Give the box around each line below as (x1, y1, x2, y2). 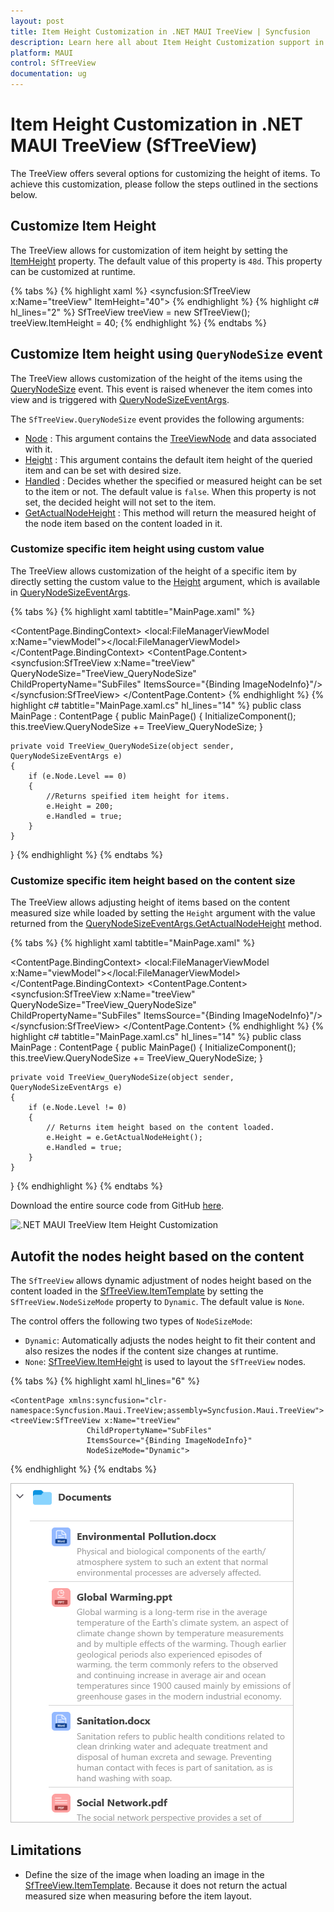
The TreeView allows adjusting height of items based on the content (10, 896, 291, 909)
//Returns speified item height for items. (46, 791, 230, 801)
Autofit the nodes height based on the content (10, 1248, 305, 1265)
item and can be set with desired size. (24, 464, 182, 476)
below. (10, 188, 38, 200)
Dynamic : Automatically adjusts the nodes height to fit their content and (24, 1334, 316, 1346)
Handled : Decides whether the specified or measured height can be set (24, 475, 323, 487)
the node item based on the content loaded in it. (24, 517, 223, 529)
